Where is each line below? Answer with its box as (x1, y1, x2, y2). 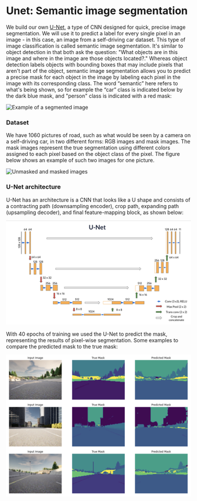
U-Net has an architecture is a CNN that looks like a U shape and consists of (6, 196, 191, 203)
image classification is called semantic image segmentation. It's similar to (6, 42, 184, 49)
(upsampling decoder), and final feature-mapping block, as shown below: (6, 209, 184, 216)
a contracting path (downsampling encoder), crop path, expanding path (6, 202, 179, 209)
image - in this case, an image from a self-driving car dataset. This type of (6, 36, 186, 43)
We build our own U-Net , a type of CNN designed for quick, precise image (6, 24, 186, 31)
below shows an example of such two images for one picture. (6, 157, 155, 164)
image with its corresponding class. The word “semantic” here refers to (6, 79, 178, 86)
